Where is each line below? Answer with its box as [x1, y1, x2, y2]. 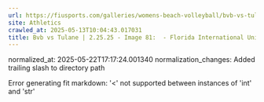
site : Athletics [8, 19, 61, 27]
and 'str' [8, 87, 35, 97]
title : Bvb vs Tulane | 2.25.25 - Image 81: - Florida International [8, 33, 244, 42]
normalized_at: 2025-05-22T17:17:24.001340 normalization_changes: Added [8, 55, 255, 64]
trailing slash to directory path [8, 64, 105, 73]
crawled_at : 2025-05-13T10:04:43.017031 [8, 26, 143, 34]
